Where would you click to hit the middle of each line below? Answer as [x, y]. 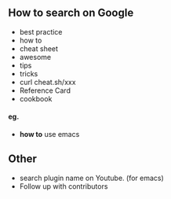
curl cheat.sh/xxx [47, 82]
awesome [35, 57]
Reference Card [45, 90]
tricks [29, 73]
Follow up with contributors [64, 186]
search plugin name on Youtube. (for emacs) [92, 178]
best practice [41, 31]
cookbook [36, 98]
